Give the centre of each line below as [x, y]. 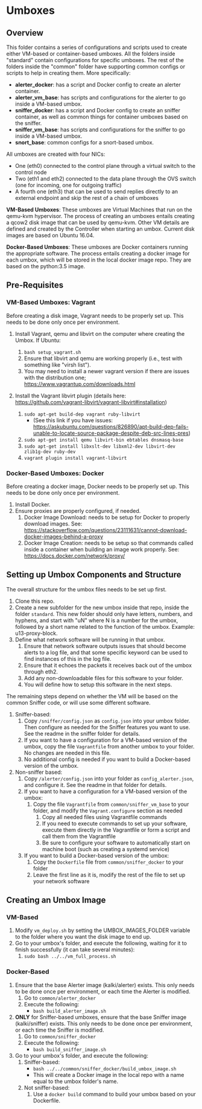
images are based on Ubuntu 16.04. [50, 235]
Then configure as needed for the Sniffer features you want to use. [107, 727]
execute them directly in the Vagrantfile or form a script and [116, 830]
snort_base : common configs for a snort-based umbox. [84, 142]
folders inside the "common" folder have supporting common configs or [96, 66]
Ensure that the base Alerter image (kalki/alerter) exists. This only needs [105, 985]
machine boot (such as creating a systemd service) [106, 849]
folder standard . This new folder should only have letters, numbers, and [104, 614]
